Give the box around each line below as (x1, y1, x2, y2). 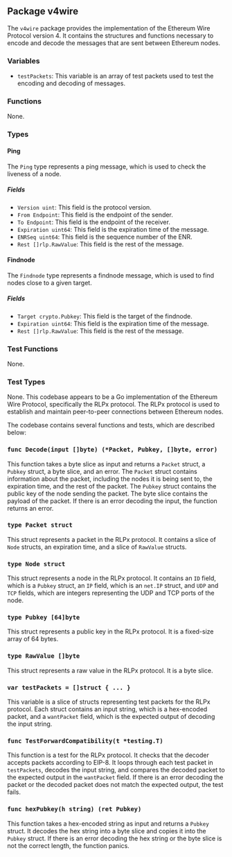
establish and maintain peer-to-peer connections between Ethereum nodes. (7, 407, 224, 416)
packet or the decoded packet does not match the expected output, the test (7, 781, 224, 789)
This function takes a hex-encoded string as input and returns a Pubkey (7, 819, 209, 828)
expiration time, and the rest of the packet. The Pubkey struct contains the (7, 482, 217, 490)
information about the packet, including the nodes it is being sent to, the (7, 475, 213, 483)
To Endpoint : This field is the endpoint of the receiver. (17, 218, 171, 226)
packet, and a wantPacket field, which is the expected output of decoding (7, 713, 215, 721)
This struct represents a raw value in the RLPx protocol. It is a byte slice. (7, 666, 213, 674)
